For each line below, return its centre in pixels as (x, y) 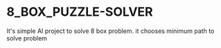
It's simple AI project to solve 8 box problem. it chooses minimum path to (110, 31)
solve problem (27, 38)
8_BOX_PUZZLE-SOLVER (80, 12)
